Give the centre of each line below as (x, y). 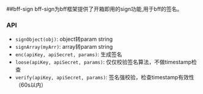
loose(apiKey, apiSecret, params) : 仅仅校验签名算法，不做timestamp (103, 62)
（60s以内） (31, 85)
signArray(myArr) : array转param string (64, 47)
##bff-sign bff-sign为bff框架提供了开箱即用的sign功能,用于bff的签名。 (94, 9)
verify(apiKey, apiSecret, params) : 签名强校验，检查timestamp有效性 (105, 78)
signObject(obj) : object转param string (64, 39)
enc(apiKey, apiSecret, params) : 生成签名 (68, 54)
